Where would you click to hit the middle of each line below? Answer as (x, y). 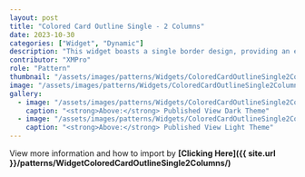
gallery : (26, 93)
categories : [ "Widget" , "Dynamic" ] (77, 43)
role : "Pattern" (40, 69)
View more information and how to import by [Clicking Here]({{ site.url (143, 153)
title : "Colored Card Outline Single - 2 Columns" (107, 26)
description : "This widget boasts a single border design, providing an (150, 52)
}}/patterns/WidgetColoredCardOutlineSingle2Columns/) (120, 163)
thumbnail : (30, 77)
